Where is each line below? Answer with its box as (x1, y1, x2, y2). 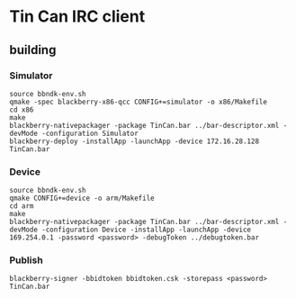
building (9, 42, 57, 58)
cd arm (9, 202, 34, 211)
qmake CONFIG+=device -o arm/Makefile (9, 194, 155, 203)
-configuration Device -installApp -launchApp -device (41, 225, 252, 235)
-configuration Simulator (41, 129, 139, 138)
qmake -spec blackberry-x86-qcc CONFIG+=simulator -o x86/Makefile (9, 97, 268, 106)
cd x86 (9, 105, 34, 114)
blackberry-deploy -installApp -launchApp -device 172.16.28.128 (9, 137, 259, 146)
